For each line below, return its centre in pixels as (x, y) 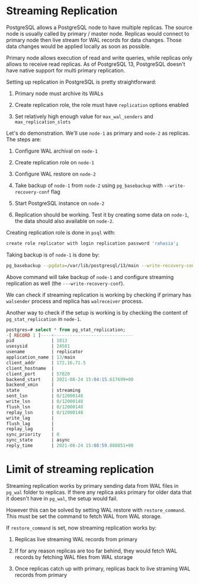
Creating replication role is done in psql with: (61, 232)
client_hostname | (30, 368)
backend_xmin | (30, 385)
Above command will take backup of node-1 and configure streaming (90, 277)
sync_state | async (38, 440)
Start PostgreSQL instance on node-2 (60, 203)
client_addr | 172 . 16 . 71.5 (46, 363)
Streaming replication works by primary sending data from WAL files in (92, 485)
